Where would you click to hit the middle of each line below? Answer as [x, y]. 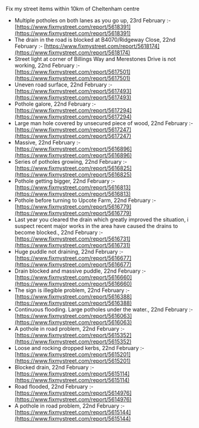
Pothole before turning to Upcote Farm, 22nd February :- [85, 200]
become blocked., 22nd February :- [59, 232]
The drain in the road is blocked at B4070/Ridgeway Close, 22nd [95, 40]
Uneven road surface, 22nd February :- [63, 85]
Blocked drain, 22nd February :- [54, 367]
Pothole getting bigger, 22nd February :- [65, 181]
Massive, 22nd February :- [47, 142]
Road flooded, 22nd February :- [54, 387]
